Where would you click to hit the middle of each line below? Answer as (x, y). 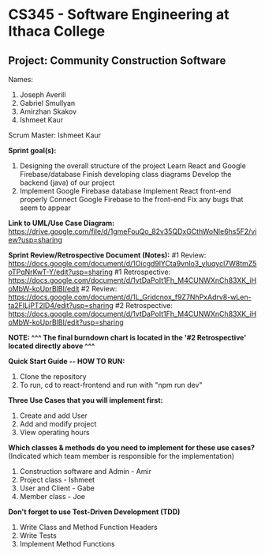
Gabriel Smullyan (47, 103)
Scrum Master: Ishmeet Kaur (54, 135)
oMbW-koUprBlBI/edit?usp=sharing (66, 322)
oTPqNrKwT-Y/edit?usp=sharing (60, 272)
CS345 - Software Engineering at (119, 15)
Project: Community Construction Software (117, 60)
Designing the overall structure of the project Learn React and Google (132, 166)
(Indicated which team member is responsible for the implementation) (121, 456)
